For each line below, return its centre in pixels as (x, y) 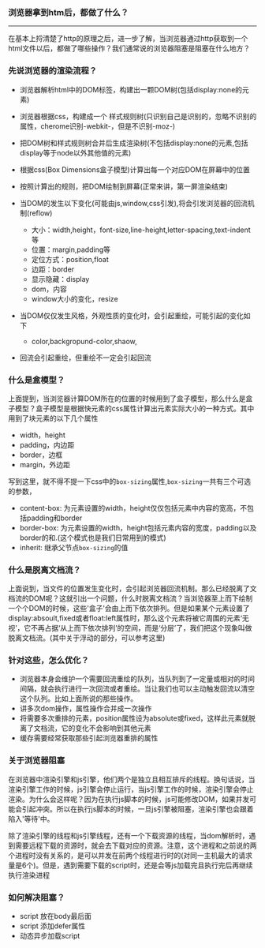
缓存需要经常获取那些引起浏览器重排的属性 (89, 738)
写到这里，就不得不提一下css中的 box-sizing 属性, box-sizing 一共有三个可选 (130, 481)
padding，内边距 (47, 444)
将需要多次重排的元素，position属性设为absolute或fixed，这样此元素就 (134, 718)
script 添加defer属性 (52, 926)
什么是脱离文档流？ (45, 570)
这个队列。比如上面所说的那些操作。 (78, 699)
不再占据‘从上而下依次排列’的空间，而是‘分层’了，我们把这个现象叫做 (141, 628)
